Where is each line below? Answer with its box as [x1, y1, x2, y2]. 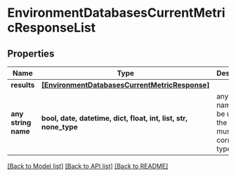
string [11, 118, 32, 127]
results [11, 80, 35, 90]
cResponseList [7, 20, 96, 36]
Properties [7, 48, 55, 59]
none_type [41, 122, 79, 132]
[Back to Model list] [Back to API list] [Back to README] [7, 162, 169, 170]
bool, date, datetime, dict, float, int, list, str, [41, 113, 188, 123]
